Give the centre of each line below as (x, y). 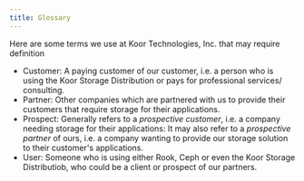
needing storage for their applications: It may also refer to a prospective (157, 129)
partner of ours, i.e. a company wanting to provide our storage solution (155, 138)
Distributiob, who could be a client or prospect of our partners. (140, 167)
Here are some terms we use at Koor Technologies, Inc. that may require (145, 43)
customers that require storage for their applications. (121, 109)
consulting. (44, 90)
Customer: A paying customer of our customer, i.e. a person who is (148, 71)
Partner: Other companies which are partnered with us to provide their (154, 100)
